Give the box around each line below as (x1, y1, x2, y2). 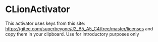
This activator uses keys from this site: (5, 20, 85, 26)
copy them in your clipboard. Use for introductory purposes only (5, 31, 139, 37)
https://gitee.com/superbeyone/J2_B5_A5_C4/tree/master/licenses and (5, 25, 153, 31)
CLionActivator (5, 4, 70, 15)
